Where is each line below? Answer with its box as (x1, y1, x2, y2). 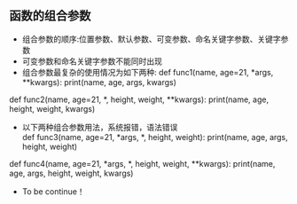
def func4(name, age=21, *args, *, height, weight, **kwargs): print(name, (9, 158, 276, 169)
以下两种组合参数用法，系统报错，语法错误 (21, 122, 178, 132)
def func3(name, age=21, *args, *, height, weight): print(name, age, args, (21, 131, 288, 142)
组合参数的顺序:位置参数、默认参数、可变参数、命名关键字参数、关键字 (21, 34, 281, 44)
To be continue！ (21, 185, 86, 197)
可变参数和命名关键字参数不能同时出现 (21, 56, 162, 67)
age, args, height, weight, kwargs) (9, 168, 134, 178)
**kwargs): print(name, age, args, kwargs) (21, 76, 177, 87)
